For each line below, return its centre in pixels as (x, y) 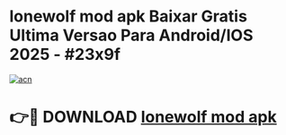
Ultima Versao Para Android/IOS (131, 35)
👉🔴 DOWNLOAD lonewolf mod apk (143, 117)
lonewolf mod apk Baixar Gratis (128, 17)
